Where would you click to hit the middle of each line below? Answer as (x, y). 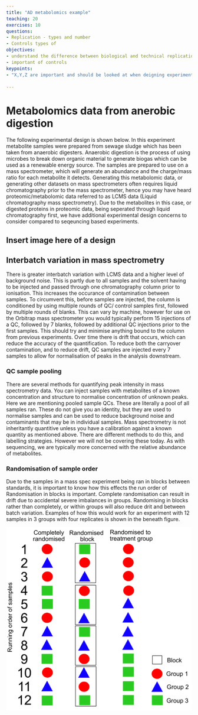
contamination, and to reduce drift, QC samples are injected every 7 (88, 350)
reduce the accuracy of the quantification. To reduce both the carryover (93, 343)
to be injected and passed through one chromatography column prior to (93, 287)
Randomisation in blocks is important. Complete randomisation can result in (98, 494)
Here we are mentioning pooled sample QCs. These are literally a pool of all (98, 403)
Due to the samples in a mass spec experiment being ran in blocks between (98, 481)
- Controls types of (32, 44)
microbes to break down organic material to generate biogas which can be (96, 159)
